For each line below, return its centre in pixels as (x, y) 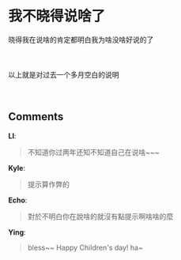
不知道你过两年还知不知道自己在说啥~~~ (93, 152)
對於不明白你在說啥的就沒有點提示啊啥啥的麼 (100, 216)
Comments (36, 117)
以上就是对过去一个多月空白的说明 (64, 74)
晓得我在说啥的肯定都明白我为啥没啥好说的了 (81, 40)
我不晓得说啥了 (57, 16)
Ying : (17, 232)
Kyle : (17, 168)
